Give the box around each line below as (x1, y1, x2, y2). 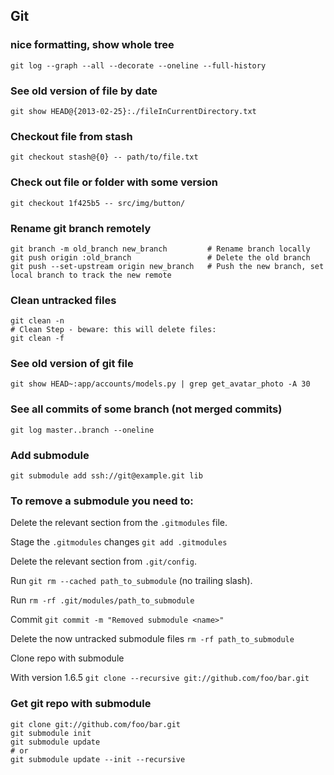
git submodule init (10, 728, 92, 738)
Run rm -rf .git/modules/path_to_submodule (10, 594, 195, 606)
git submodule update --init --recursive (10, 754, 186, 764)
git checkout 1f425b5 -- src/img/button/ (10, 198, 186, 208)
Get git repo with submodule (10, 697, 152, 711)
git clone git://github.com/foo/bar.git (10, 719, 182, 729)
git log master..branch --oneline (10, 425, 155, 435)
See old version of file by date (10, 84, 158, 98)
